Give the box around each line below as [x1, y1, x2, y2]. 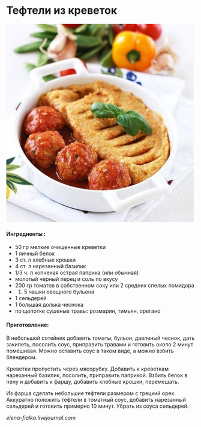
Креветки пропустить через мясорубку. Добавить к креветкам [6, 365, 169, 373]
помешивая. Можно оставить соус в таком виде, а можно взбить [6, 347, 174, 355]
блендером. [6, 354, 37, 361]
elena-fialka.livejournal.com [6, 414, 76, 422]
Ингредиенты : [6, 230, 46, 238]
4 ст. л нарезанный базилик [14, 263, 86, 270]
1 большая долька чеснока [14, 301, 84, 309]
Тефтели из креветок [6, 4, 118, 17]
